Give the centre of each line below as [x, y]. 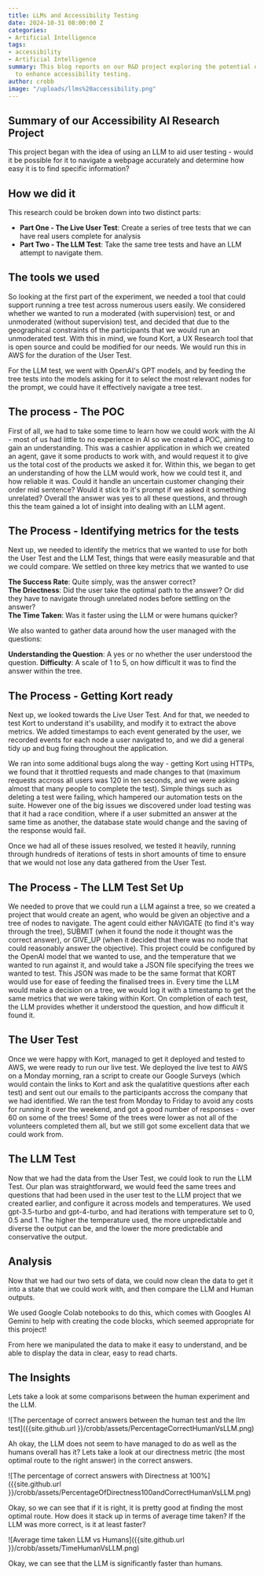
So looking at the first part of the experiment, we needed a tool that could [127, 296]
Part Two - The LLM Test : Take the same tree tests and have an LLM [130, 244]
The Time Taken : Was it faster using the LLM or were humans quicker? [123, 615]
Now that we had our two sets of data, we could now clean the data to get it [131, 1280]
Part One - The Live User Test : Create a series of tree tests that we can [135, 228]
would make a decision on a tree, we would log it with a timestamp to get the [132, 991]
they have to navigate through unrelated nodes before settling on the [119, 599]
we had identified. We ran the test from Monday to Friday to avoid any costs [131, 1101]
